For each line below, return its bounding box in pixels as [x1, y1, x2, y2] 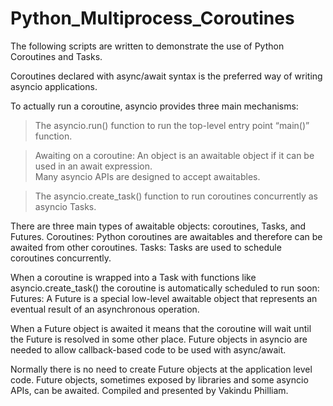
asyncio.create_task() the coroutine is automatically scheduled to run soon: [10, 282, 320, 294]
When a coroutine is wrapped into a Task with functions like [10, 271, 257, 283]
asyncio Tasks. [34, 200, 97, 212]
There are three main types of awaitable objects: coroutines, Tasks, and [10, 220, 307, 232]
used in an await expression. [34, 160, 153, 172]
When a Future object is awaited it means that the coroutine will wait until [10, 322, 312, 334]
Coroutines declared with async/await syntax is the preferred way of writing [10, 70, 323, 82]
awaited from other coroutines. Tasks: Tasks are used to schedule [10, 241, 282, 253]
